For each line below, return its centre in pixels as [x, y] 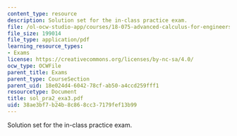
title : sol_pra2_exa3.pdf [45, 99]
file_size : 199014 [34, 33]
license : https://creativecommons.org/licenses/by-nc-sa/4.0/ [101, 60]
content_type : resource [42, 14]
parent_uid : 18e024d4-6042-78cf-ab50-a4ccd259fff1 [83, 86]
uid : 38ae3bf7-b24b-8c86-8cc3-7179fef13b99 [72, 105]
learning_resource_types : [45, 46]
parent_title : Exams [38, 72]
